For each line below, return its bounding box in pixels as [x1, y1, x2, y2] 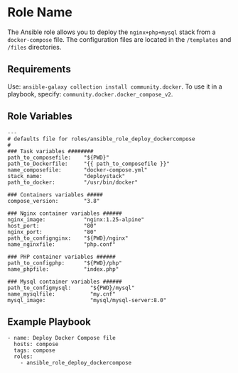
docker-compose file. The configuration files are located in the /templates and [7, 35, 232, 43]
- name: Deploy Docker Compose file [7, 335, 116, 342]
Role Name [7, 4, 72, 21]
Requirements [7, 63, 71, 75]
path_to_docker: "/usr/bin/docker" [7, 179, 139, 186]
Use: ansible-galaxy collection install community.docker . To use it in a [7, 82, 222, 91]
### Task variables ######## [7, 147, 94, 155]
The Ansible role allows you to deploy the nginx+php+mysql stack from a [7, 28, 216, 36]
